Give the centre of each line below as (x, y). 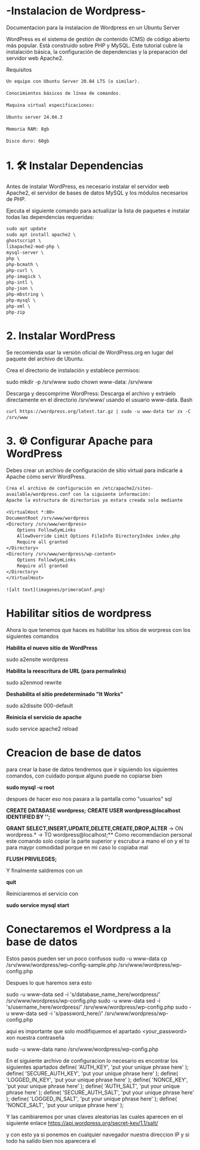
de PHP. (16, 199)
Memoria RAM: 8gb (28, 129)
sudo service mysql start (38, 905)
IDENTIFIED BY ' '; (28, 816)
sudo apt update (26, 229)
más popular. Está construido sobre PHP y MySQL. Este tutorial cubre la (95, 45)
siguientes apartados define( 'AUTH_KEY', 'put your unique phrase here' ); (98, 1067)
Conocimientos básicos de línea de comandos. (64, 93)
